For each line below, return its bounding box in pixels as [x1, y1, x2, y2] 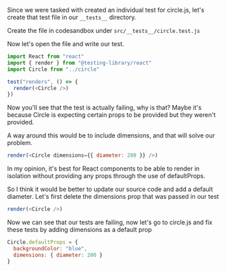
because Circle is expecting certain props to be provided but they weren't [7, 111, 216, 119]
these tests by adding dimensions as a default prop [7, 226, 152, 233]
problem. [7, 139, 33, 147]
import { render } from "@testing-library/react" [7, 59, 152, 66]
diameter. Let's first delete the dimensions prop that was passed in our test [7, 193, 219, 201]
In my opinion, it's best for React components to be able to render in [7, 164, 200, 173]
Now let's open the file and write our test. [7, 40, 125, 47]
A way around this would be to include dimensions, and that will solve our [7, 131, 215, 140]
